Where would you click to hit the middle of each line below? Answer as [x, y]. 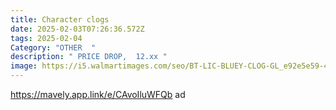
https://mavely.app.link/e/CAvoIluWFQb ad [98, 94]
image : [24, 66]
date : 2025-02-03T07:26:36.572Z [77, 29]
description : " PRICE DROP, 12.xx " [89, 57]
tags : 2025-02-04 [46, 38]
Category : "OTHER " [53, 47]
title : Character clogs [60, 19]
